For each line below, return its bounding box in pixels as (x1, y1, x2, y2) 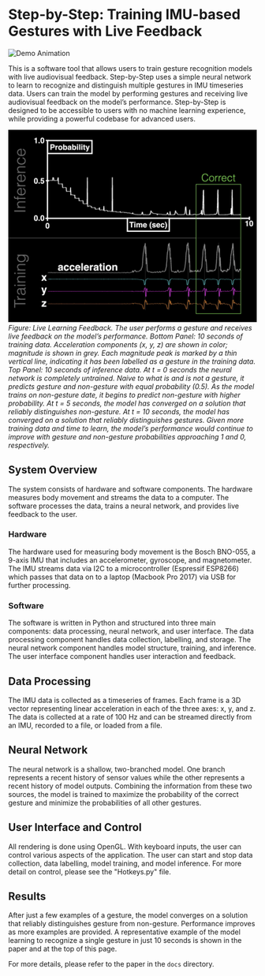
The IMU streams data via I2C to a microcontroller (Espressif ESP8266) (8, 563, 239, 573)
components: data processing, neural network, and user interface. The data (8, 626, 255, 636)
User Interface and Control (8, 821, 142, 834)
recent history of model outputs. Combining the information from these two (8, 781, 252, 791)
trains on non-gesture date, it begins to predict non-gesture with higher (8, 390, 241, 399)
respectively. (8, 440, 50, 450)
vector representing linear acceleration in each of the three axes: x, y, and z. (8, 704, 256, 713)
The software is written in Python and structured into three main (8, 618, 216, 628)
